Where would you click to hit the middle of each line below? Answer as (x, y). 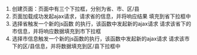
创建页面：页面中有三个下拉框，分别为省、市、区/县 (76, 9)
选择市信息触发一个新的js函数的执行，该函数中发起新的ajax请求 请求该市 (101, 39)
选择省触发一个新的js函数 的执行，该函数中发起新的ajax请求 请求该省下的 (101, 24)
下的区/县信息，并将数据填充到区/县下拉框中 (66, 46)
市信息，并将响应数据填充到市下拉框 (56, 31)
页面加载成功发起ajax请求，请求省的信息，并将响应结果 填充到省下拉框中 (101, 16)
